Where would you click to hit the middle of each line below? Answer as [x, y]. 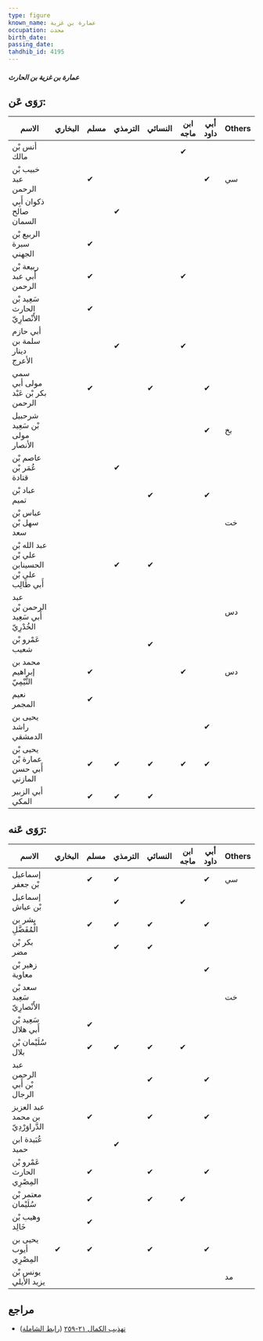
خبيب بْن [26, 170]
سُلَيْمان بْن [29, 1043]
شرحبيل [25, 415]
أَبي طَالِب [28, 584]
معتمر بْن [27, 1194]
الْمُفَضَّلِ [25, 930]
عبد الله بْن [30, 545]
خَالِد [19, 1227]
